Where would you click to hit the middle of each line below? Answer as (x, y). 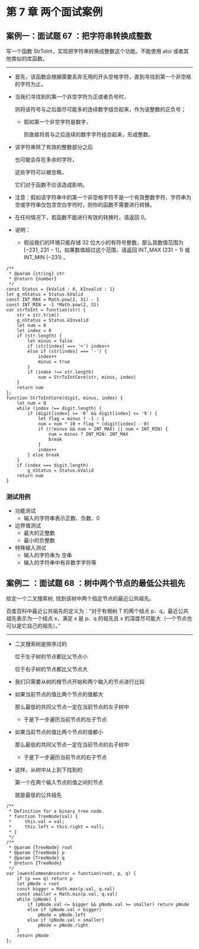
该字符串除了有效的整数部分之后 (54, 147)
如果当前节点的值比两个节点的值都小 (59, 732)
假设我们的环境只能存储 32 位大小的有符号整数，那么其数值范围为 (103, 242)
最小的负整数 (39, 541)
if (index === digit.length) (53, 465)
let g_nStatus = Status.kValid (45, 294)
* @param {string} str (37, 274)
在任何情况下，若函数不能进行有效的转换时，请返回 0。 (82, 217)
